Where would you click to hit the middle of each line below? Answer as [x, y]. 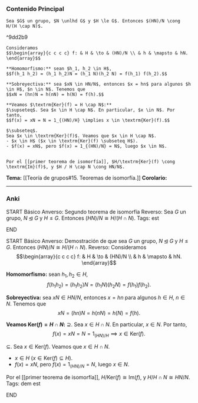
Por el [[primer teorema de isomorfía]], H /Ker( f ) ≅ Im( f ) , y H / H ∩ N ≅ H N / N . [98, 377]
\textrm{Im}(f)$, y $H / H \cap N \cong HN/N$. [66, 167]
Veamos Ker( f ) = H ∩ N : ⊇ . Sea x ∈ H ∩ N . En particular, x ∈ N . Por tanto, [97, 324]
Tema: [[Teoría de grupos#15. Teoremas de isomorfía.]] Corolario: [87, 178]
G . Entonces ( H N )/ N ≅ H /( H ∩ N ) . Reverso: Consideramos [76, 247]
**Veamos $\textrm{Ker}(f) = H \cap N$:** [59, 105]
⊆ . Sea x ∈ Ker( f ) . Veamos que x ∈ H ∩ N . [58, 346]
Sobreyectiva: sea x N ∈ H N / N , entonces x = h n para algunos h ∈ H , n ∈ [96, 298]
